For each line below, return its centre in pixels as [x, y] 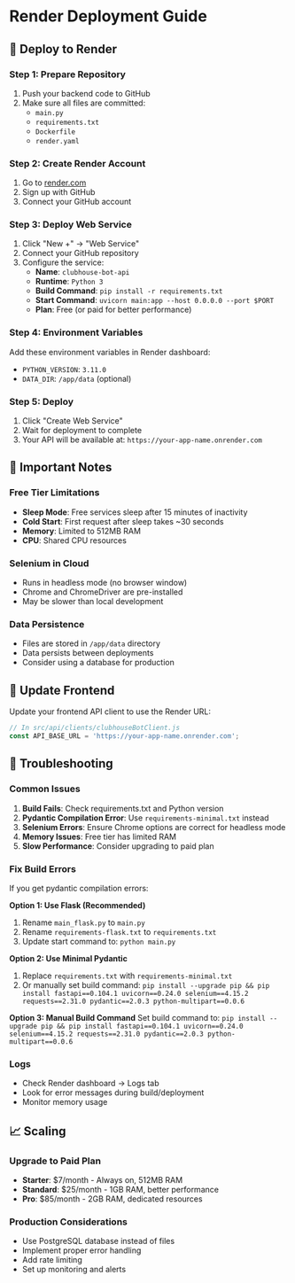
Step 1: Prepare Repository [68, 74]
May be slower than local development [93, 602]
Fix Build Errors [43, 868]
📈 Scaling [38, 1131]
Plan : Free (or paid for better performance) [113, 310]
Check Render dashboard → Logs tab [90, 1084]
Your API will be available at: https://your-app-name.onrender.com [142, 439]
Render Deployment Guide [109, 16]
